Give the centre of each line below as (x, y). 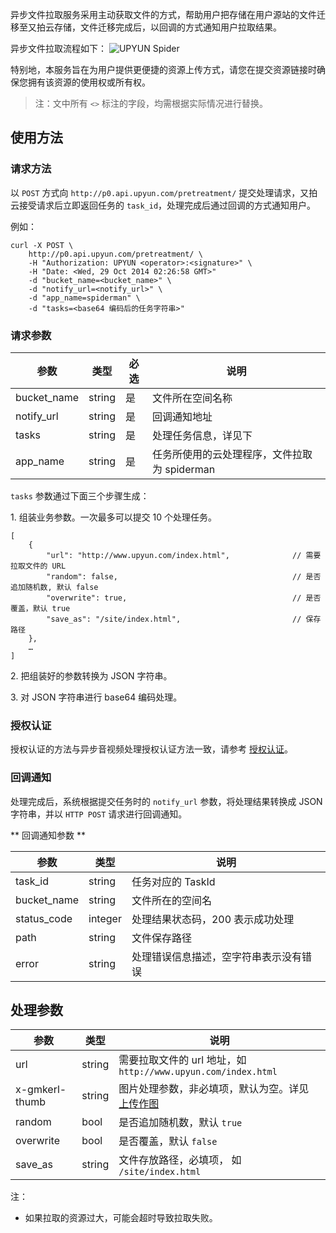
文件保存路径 (161, 938)
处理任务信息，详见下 (202, 435)
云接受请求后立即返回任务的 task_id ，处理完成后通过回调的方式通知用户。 (163, 205)
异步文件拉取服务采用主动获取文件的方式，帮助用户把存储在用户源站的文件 (163, 14)
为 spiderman (183, 469)
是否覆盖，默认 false (168, 1141)
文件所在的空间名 (171, 900)
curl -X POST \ (42, 245)
